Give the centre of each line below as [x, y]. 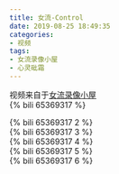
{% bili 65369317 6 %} [51, 160]
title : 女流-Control [46, 18]
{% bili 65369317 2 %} [51, 122]
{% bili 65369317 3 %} [51, 132]
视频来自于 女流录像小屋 [53, 95]
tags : [19, 51]
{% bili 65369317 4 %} [51, 142]
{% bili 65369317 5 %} [51, 151]
